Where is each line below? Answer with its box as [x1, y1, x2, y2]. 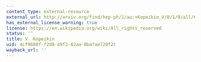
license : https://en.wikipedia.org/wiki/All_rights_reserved [6, 25, 162, 31]
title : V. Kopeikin [6, 36, 55, 42]
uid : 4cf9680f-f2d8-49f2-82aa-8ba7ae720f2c [6, 42, 117, 48]
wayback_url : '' [6, 47, 47, 53]
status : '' [6, 31, 33, 37]
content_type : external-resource [6, 8, 90, 15]
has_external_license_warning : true [6, 19, 98, 25]
